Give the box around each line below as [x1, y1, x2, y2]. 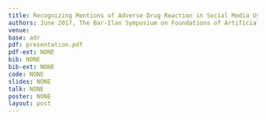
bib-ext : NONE [8, 63, 55, 71]
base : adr [8, 33, 41, 42]
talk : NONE [8, 84, 44, 93]
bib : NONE [8, 56, 41, 64]
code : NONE [8, 70, 44, 78]
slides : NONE [8, 77, 51, 85]
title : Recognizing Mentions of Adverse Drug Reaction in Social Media [8, 11, 249, 20]
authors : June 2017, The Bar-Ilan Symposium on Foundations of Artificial [8, 19, 260, 27]
